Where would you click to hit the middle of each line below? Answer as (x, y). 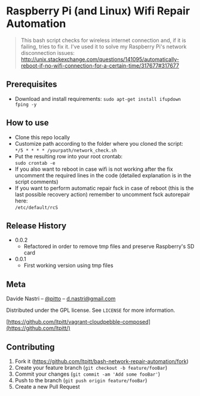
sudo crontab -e (35, 163)
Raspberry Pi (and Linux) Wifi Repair (98, 11)
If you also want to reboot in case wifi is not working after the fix (94, 169)
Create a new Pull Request (47, 387)
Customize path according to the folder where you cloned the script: (99, 143)
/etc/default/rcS (36, 207)
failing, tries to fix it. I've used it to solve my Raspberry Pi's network (104, 47)
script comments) (36, 182)
